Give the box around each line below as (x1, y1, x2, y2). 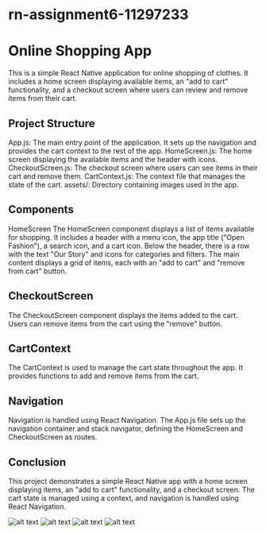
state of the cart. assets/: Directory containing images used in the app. (8, 180, 239, 189)
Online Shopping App (8, 42, 152, 60)
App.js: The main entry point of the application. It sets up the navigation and (8, 137, 256, 147)
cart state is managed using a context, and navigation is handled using (8, 493, 240, 502)
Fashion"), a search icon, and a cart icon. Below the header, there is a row (8, 241, 250, 250)
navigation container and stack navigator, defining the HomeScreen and (8, 424, 244, 434)
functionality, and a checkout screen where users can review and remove (8, 85, 249, 95)
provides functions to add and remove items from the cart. (8, 371, 199, 381)
